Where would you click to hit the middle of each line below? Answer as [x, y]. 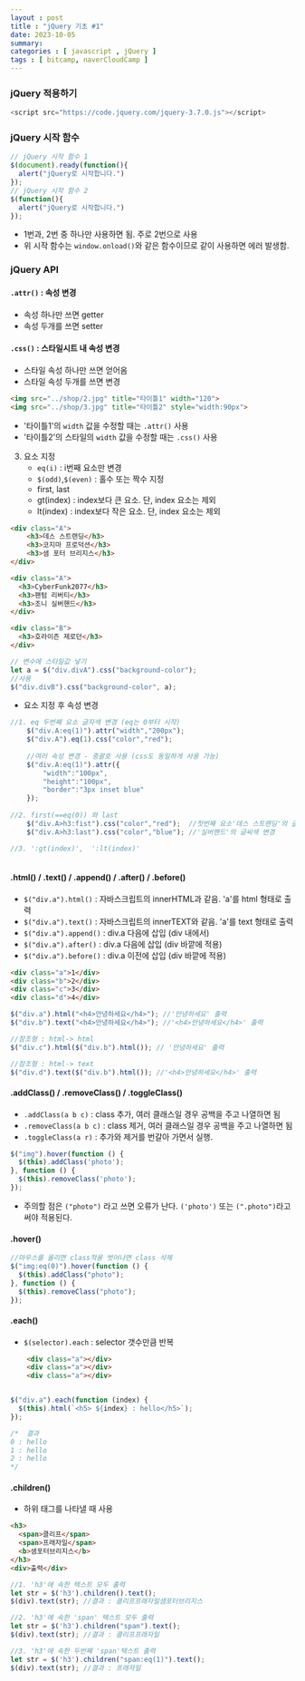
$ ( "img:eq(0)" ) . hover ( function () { [79, 1267]
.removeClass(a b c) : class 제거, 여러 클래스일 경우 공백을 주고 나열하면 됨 [158, 1125]
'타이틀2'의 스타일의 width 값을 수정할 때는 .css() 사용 [120, 437]
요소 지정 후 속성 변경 [61, 705]
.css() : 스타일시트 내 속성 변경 [65, 348]
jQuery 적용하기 [44, 93]
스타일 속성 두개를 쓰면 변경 [72, 381]
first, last [53, 489]
